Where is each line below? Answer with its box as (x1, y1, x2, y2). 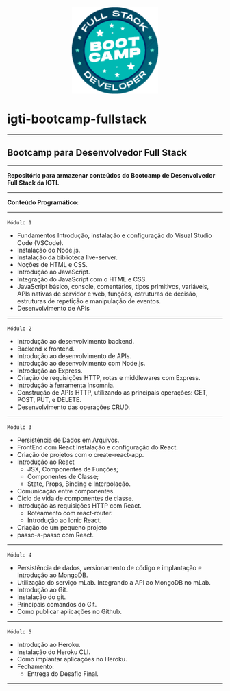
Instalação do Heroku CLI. (16, 648, 91, 656)
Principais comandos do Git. (16, 600, 97, 609)
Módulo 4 (7, 552, 32, 559)
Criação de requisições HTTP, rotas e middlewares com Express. (16, 374, 201, 382)
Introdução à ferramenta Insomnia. (16, 381, 115, 390)
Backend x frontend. (16, 344, 75, 353)
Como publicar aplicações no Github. (16, 607, 122, 616)
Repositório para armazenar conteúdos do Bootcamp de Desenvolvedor (7, 172, 216, 180)
